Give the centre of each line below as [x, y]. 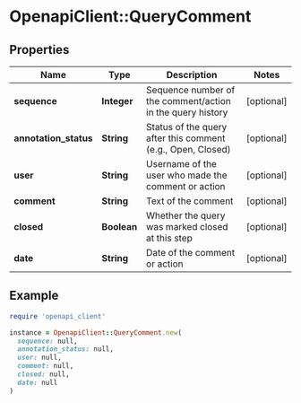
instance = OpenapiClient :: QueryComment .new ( [95, 333]
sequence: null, [47, 341]
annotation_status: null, [66, 349]
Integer [117, 101]
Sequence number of [191, 90]
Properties [39, 50]
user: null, [40, 358]
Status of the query [187, 127]
